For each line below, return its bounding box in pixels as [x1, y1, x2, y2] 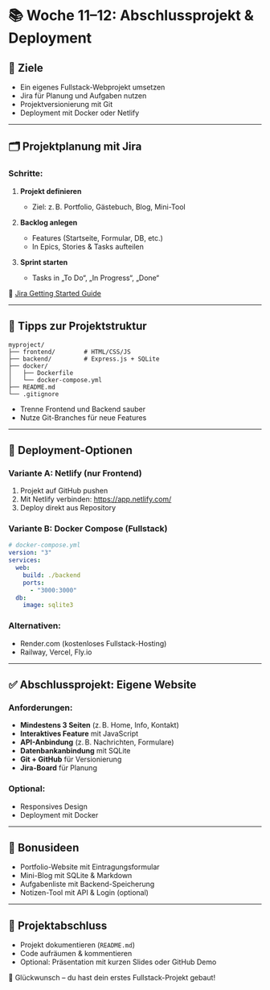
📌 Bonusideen [8, 841, 80, 855]
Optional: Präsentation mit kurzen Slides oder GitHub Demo [19, 957, 217, 967]
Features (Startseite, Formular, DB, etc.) [31, 233, 163, 242]
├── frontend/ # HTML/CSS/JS [8, 348, 131, 356]
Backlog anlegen [19, 217, 78, 227]
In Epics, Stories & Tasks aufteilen [31, 241, 145, 251]
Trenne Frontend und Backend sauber [19, 404, 146, 414]
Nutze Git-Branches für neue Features [19, 412, 147, 423]
